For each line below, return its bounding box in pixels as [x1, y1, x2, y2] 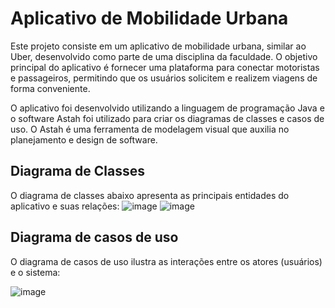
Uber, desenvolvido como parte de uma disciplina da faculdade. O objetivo [10, 50, 318, 62]
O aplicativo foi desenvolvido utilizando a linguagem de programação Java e [10, 102, 325, 114]
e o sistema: [10, 266, 61, 278]
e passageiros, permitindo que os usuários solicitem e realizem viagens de [10, 72, 318, 84]
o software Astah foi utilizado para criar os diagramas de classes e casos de [10, 112, 325, 124]
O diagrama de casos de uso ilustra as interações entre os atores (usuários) [10, 255, 323, 267]
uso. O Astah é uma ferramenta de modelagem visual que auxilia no [10, 123, 290, 135]
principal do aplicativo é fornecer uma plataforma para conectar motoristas [10, 61, 320, 73]
